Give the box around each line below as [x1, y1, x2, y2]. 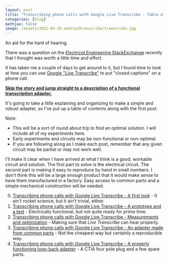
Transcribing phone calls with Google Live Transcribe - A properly [12, 241, 150, 247]
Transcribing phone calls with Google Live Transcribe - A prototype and [12, 203, 161, 209]
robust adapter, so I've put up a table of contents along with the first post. [5, 106, 158, 112]
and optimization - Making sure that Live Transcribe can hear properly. [12, 219, 159, 225]
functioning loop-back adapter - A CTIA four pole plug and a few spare [12, 246, 160, 252]
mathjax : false [5, 21, 37, 27]
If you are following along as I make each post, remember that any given [12, 141, 162, 147]
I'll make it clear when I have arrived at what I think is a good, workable [5, 156, 152, 162]
